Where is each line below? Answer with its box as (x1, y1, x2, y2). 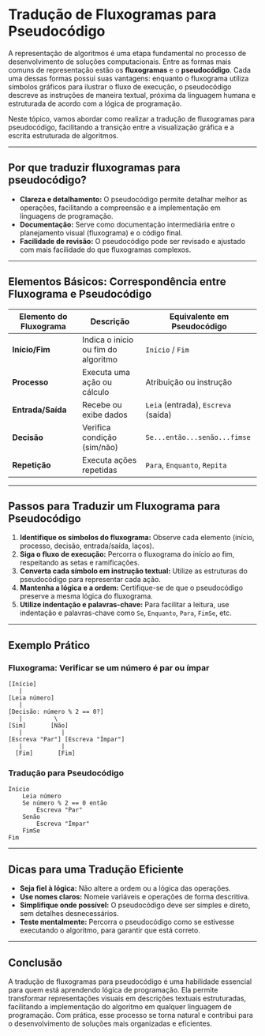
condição (82, 432, 117, 443)
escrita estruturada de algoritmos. (8, 130, 119, 140)
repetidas (82, 464, 118, 475)
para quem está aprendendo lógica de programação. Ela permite (8, 985, 218, 994)
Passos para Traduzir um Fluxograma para (8, 499, 221, 512)
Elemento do (19, 310, 68, 321)
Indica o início (82, 334, 134, 345)
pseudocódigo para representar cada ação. (19, 575, 162, 584)
